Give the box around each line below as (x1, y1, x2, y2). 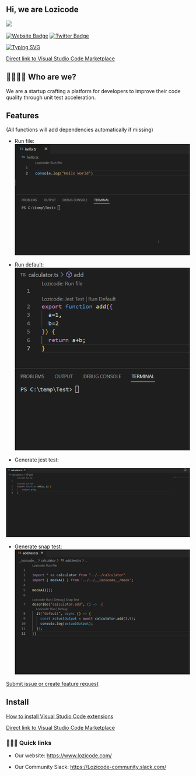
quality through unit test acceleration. (6, 94, 96, 101)
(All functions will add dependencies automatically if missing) (6, 126, 153, 134)
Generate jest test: (14, 456, 60, 463)
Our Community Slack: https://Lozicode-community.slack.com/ (14, 764, 166, 771)
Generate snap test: (14, 543, 62, 550)
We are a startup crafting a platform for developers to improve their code (6, 87, 181, 94)
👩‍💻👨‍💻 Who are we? (6, 72, 77, 82)
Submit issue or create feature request (6, 680, 99, 687)
